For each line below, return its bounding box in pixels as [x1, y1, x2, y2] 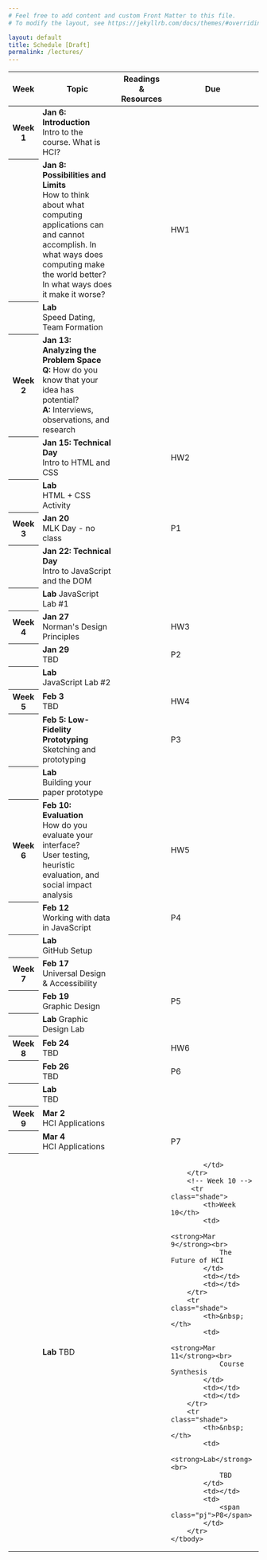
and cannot [42, 229, 85, 240]
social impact [42, 879, 93, 891]
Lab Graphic [42, 1014, 89, 1025]
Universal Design [42, 968, 106, 979]
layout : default [8, 33, 62, 41]
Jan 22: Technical [42, 546, 111, 557]
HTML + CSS [42, 490, 91, 501]
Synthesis [170, 1367, 208, 1377]
